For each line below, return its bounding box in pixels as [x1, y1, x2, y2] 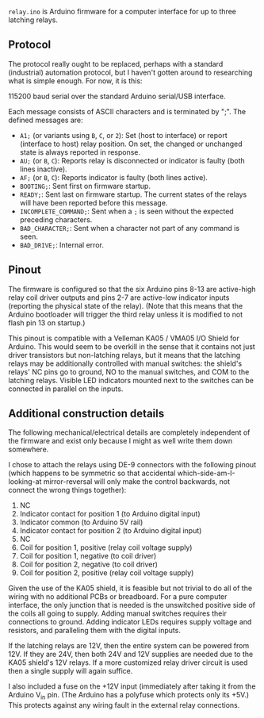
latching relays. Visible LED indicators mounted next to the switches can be [8, 375, 254, 385]
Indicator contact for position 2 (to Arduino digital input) [19, 526, 202, 536]
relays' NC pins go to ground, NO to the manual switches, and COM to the [8, 367, 250, 376]
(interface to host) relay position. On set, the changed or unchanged [19, 139, 243, 148]
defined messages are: [8, 115, 83, 125]
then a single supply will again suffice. [8, 666, 133, 676]
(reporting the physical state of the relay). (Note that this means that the [8, 301, 243, 310]
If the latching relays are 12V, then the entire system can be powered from [8, 641, 250, 651]
